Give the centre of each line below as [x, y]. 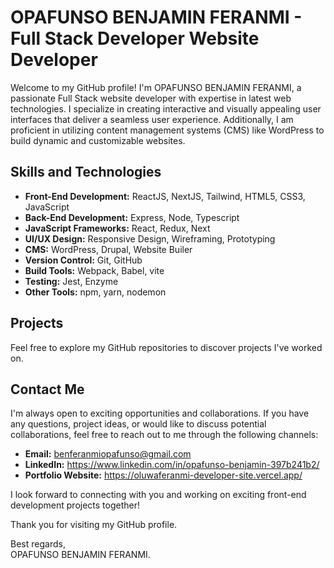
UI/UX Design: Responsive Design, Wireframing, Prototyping [150, 238]
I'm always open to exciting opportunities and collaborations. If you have [160, 413]
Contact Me [47, 389]
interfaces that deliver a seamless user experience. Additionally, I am [152, 119]
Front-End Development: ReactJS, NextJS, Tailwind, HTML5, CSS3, [165, 196]
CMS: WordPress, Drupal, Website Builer [108, 249]
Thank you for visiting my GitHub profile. [94, 525]
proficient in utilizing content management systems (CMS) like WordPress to [167, 130]
